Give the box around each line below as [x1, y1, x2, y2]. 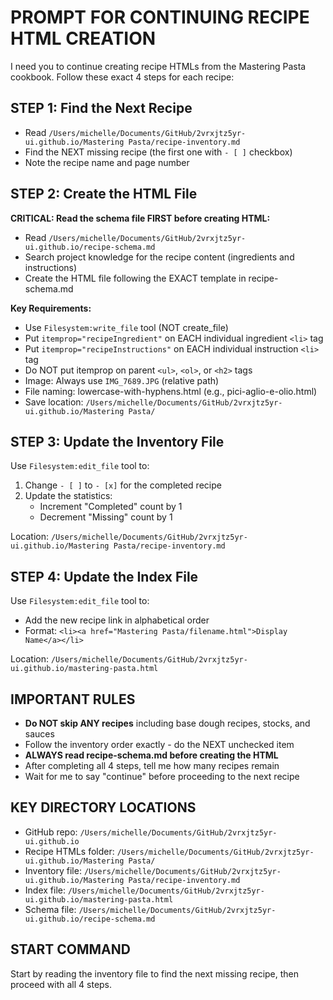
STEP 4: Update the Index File [10, 568, 199, 585]
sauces [24, 728, 55, 740]
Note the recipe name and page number [24, 156, 190, 168]
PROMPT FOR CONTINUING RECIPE [10, 6, 310, 29]
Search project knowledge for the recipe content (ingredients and [24, 251, 295, 263]
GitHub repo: [24, 826, 78, 838]
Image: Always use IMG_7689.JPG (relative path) [24, 374, 220, 386]
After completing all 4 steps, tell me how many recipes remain [24, 760, 280, 771]
